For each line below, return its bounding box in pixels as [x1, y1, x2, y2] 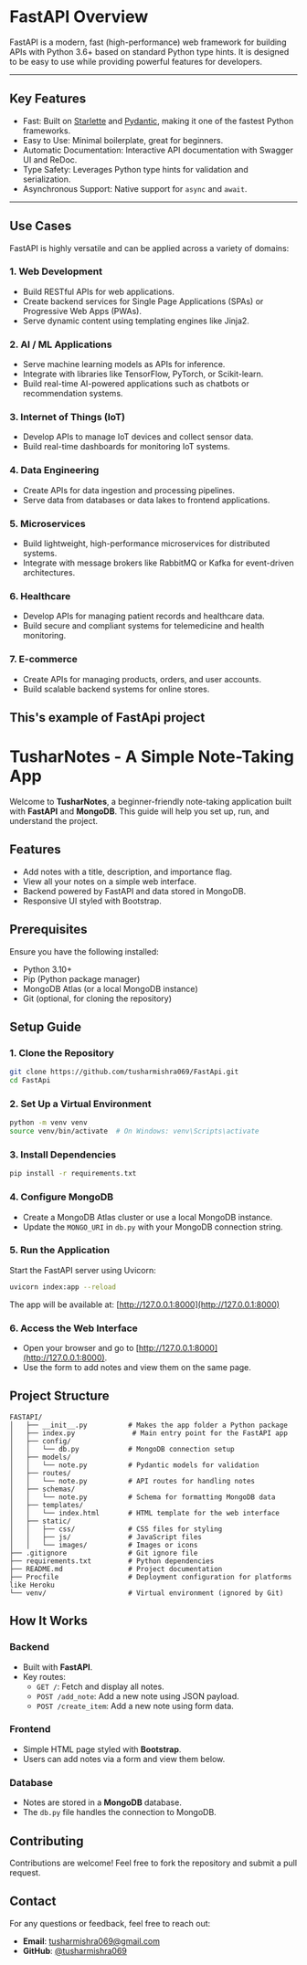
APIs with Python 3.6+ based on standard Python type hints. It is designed [9, 46, 290, 57]
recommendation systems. [22, 388, 123, 399]
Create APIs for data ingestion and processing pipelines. [22, 484, 236, 495]
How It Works [9, 1613, 89, 1629]
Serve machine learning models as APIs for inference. [22, 359, 226, 370]
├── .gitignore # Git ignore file [9, 1548, 198, 1558]
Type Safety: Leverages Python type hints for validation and [22, 164, 249, 174]
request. [9, 1866, 41, 1878]
